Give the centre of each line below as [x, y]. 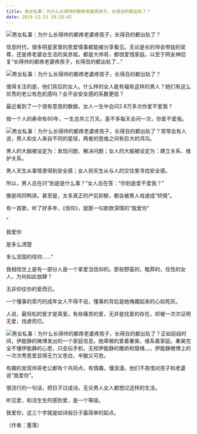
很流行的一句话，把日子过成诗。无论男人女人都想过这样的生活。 [83, 388]
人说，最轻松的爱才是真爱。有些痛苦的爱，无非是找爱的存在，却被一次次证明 [98, 313]
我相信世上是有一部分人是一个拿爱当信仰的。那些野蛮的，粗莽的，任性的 [93, 269]
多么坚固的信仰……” [30, 257]
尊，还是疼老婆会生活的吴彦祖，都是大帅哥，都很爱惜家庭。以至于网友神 [93, 54]
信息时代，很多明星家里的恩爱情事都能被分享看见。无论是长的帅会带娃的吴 [96, 47]
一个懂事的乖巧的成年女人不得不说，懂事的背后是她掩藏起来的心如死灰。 [93, 301]
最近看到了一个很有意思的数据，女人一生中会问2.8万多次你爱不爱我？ [89, 106]
